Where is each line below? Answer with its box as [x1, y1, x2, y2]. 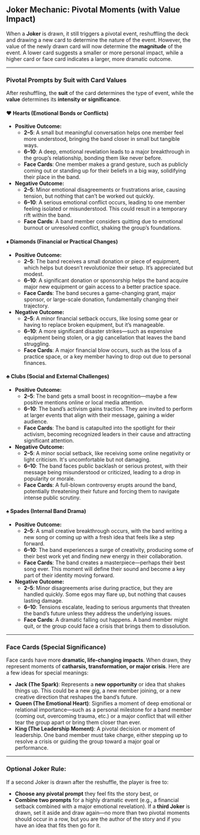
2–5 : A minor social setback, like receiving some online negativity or [23, 449, 191, 456]
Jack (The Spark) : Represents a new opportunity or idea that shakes [14, 681, 186, 688]
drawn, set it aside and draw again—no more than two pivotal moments [14, 809, 190, 816]
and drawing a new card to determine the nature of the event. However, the [6, 36, 191, 44]
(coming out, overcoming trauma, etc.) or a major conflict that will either [14, 713, 192, 720]
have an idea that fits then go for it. [14, 821, 101, 829]
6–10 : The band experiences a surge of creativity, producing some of [23, 546, 193, 553]
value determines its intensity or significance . [6, 96, 121, 103]
